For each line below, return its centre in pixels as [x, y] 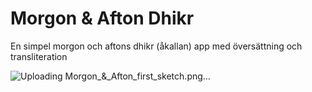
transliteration [39, 56]
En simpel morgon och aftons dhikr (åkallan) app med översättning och [156, 46]
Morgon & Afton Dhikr [102, 18]
